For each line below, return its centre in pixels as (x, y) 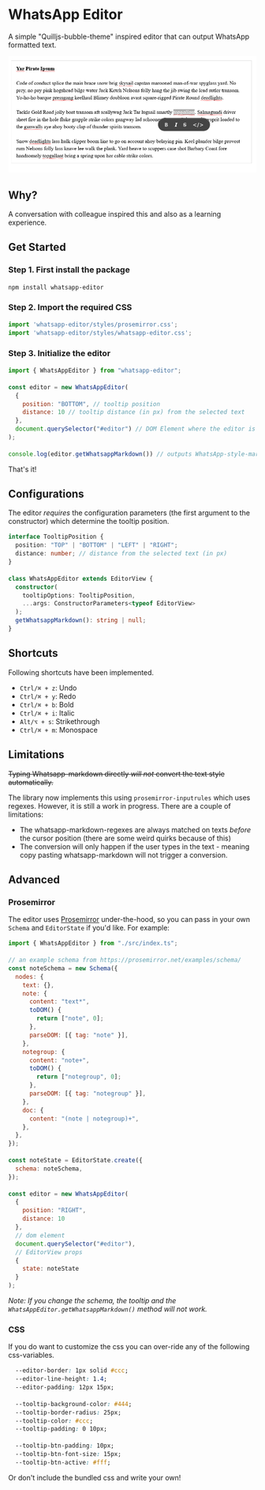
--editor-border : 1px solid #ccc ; (72, 1371)
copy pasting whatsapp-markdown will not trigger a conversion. (123, 855)
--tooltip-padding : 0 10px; (62, 1429)
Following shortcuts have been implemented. (81, 672)
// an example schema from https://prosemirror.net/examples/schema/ (125, 960)
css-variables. (32, 1355)
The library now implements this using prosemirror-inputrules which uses (129, 798)
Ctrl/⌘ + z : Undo (48, 688)
